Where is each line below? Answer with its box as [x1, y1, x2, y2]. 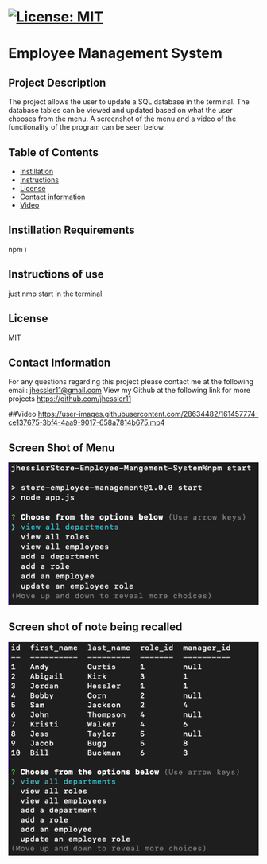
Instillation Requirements [8, 224, 135, 237]
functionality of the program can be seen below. [8, 123, 165, 132]
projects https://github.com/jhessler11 [8, 394, 132, 403]
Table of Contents [8, 146, 99, 159]
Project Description [8, 76, 106, 89]
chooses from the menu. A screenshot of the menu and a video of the [8, 114, 237, 123]
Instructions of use [8, 267, 105, 282]
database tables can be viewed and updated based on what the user [8, 106, 233, 115]
